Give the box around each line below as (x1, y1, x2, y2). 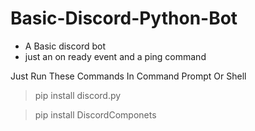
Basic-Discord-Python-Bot (10, 7, 238, 30)
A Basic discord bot (24, 40, 106, 52)
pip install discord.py (34, 89, 122, 101)
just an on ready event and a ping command (24, 50, 207, 62)
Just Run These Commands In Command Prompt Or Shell (10, 70, 247, 82)
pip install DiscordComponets (34, 108, 157, 121)
